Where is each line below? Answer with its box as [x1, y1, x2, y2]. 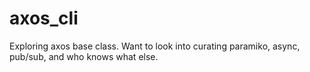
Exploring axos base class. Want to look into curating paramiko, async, [9, 40, 301, 52]
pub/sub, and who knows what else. [9, 50, 159, 62]
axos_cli [9, 7, 79, 30]
